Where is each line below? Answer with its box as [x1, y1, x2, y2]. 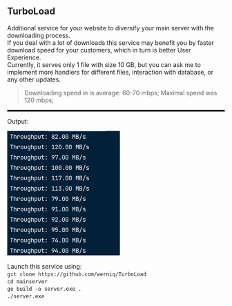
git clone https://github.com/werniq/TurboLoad [7, 271, 147, 278]
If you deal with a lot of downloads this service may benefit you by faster [7, 38, 214, 47]
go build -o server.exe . [7, 285, 81, 292]
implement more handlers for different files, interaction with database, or [7, 68, 214, 76]
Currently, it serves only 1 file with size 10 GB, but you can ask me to [7, 60, 202, 68]
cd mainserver [7, 278, 48, 285]
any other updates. [7, 75, 61, 84]
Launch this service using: [7, 262, 82, 270]
